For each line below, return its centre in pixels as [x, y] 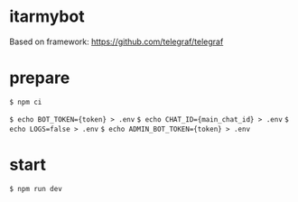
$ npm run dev [36, 188]
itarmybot [47, 17]
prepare [40, 78]
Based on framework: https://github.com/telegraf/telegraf [116, 41]
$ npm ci [26, 102]
